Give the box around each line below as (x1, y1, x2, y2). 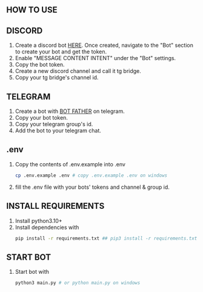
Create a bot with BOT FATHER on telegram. (15, 107, 125, 115)
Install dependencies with (15, 223, 79, 231)
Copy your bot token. (15, 114, 68, 121)
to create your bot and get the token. (15, 48, 107, 55)
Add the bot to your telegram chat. (15, 127, 102, 134)
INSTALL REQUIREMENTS (6, 201, 105, 211)
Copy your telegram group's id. (15, 121, 93, 128)
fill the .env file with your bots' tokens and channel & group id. (15, 183, 170, 191)
